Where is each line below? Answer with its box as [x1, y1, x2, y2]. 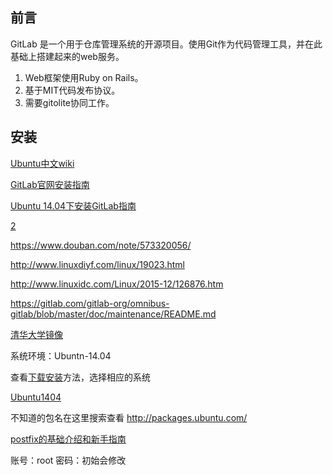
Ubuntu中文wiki [10, 157, 75, 169]
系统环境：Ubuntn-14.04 [10, 349, 112, 362]
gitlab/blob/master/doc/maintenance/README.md [10, 308, 217, 320]
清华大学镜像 [10, 328, 63, 340]
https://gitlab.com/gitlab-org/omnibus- [10, 297, 170, 309]
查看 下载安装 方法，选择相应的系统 [10, 371, 151, 383]
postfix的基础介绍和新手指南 [10, 433, 127, 445]
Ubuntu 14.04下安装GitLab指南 [10, 199, 137, 212]
